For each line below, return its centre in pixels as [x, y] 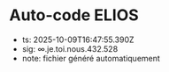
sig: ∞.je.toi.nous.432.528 [70, 48]
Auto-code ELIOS [74, 15]
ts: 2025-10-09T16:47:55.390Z [78, 40]
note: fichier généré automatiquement [91, 58]
